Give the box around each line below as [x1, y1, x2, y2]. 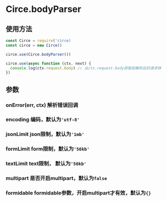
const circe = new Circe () [6, 42, 62, 48]
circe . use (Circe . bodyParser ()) [6, 51, 71, 57]
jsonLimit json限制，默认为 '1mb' [6, 131, 85, 138]
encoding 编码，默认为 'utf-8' [6, 116, 80, 123]
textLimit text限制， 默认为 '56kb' [6, 160, 87, 167]
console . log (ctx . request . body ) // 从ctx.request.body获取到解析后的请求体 [10, 65, 162, 70]
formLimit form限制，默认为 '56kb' [6, 145, 90, 152]
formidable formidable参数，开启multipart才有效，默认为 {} [6, 189, 151, 196]
